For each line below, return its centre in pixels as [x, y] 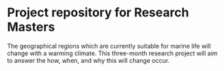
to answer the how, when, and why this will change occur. [88, 60]
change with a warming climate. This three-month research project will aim [112, 53]
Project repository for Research [98, 13]
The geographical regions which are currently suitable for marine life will [109, 46]
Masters [31, 27]
